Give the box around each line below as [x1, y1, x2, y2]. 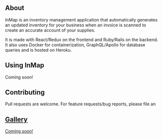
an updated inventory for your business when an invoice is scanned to [5, 22, 146, 28]
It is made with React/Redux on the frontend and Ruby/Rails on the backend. [5, 37, 159, 42]
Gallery [5, 115, 28, 123]
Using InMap [5, 61, 45, 70]
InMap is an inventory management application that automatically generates [5, 17, 158, 22]
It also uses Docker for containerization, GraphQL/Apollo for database [5, 41, 145, 48]
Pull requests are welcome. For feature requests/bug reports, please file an [5, 101, 156, 107]
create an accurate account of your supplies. [5, 27, 96, 33]
